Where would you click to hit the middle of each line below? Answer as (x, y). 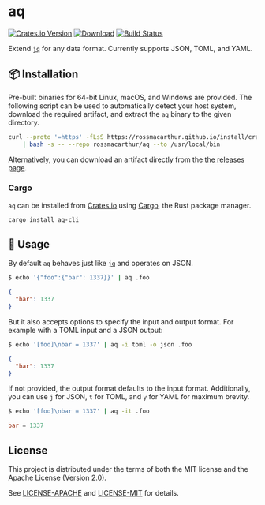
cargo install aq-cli (44, 219)
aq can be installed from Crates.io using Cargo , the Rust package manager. (130, 205)
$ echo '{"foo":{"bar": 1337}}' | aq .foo (79, 278)
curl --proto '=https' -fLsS (56, 137)
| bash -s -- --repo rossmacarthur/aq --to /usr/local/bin (121, 144)
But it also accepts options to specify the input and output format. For (121, 321)
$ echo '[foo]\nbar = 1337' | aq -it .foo (79, 411)
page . (18, 167)
